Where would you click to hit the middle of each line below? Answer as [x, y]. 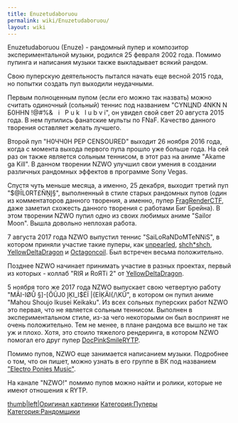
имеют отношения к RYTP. [48, 390]
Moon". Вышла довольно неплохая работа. [72, 223]
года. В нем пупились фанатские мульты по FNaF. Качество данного [112, 120]
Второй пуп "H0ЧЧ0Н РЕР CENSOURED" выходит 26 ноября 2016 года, [115, 141]
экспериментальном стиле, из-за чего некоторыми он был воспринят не [118, 318]
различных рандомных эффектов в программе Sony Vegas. [98, 172]
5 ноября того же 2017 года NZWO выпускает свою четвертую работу [114, 287]
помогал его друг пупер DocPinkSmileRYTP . [74, 340]
